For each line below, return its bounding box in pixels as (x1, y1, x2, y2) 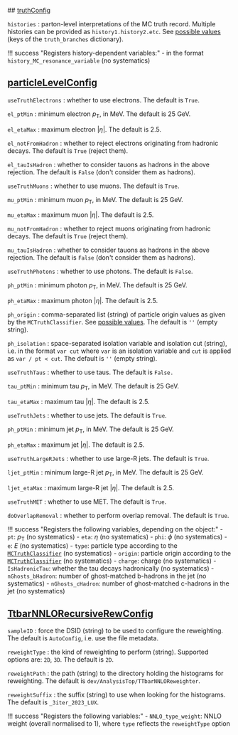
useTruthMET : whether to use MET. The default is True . (7, 497, 167, 506)
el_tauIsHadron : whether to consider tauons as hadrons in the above (7, 160, 210, 169)
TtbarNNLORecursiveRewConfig (7, 608, 154, 620)
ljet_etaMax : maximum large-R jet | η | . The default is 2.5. (7, 483, 175, 492)
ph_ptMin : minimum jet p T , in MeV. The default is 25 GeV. (7, 425, 174, 435)
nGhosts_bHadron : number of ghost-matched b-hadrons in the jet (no (7, 572, 207, 581)
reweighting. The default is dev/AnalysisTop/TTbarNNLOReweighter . (7, 677, 201, 685)
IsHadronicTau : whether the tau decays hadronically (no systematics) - (7, 564, 215, 573)
